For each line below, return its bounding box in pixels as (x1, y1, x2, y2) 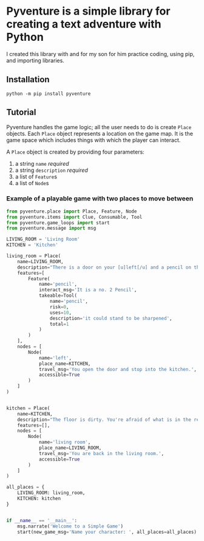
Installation (6, 74, 50, 85)
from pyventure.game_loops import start (6, 219, 110, 226)
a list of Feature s (15, 172, 58, 180)
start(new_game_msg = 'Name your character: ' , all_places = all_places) (17, 529, 197, 535)
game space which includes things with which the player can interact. (6, 136, 181, 144)
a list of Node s (15, 179, 49, 186)
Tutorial (6, 107, 36, 118)
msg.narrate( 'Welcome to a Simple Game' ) (17, 523, 123, 529)
